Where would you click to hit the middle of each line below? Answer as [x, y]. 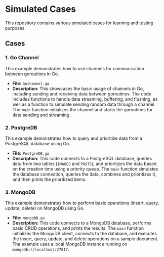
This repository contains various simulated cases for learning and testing [79, 23]
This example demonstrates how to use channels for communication [75, 68]
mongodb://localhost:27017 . [41, 249]
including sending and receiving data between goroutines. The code [82, 94]
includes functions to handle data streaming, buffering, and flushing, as [85, 99]
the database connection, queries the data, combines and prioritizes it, [84, 174]
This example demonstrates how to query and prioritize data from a [74, 138]
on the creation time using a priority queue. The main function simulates [85, 169]
